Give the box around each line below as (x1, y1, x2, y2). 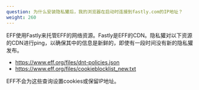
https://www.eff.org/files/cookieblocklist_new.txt (15, 65, 136, 72)
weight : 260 (6, 14, 36, 20)
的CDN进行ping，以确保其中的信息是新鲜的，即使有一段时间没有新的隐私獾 (6, 39, 194, 46)
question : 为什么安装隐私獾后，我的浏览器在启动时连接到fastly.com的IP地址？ (6, 8, 183, 15)
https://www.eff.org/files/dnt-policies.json (15, 58, 120, 66)
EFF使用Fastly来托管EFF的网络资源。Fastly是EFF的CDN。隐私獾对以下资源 (6, 31, 192, 39)
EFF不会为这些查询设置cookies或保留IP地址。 (6, 77, 120, 85)
